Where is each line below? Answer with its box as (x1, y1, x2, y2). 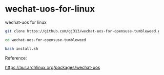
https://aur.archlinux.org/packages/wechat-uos (5, 64, 100, 70)
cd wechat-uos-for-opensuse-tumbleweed (5, 37, 86, 42)
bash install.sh (5, 46, 38, 51)
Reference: (5, 55, 27, 61)
